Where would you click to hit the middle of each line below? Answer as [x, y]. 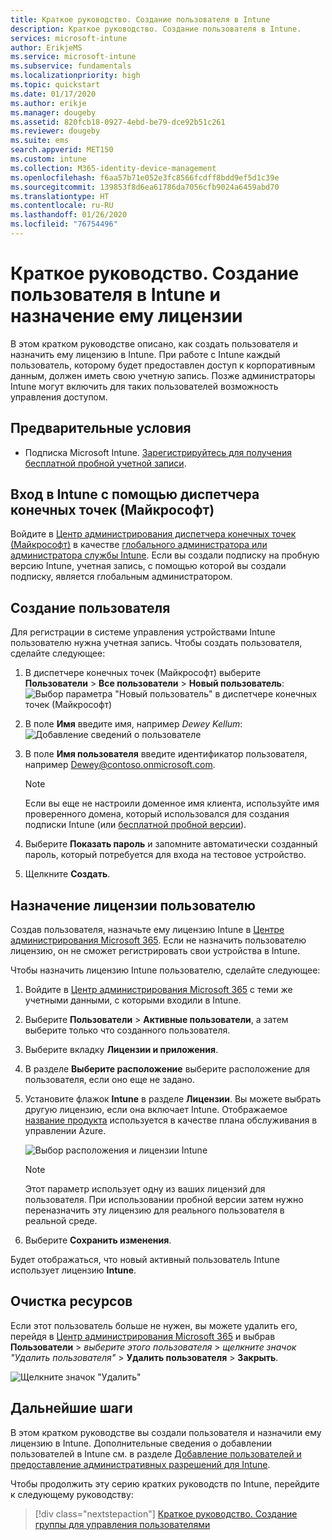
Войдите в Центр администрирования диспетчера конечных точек [153, 534]
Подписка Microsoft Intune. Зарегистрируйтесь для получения [158, 452]
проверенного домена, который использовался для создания [157, 814]
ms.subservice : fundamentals [71, 66]
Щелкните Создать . [67, 874]
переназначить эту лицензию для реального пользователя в [154, 1210]
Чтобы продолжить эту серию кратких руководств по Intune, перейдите [165, 1483]
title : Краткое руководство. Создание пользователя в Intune [140, 19]
